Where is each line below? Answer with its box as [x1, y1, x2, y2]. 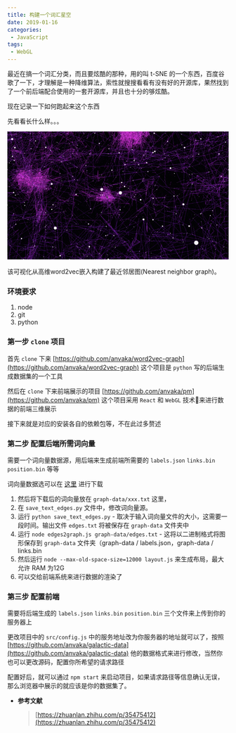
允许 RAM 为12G [17, 563, 65, 573]
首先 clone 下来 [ [7, 354, 55, 362]
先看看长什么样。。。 [7, 117, 63, 125]
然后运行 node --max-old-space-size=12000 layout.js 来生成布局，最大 [17, 555, 225, 563]
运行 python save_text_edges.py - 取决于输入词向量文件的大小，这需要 [17, 512, 222, 521]
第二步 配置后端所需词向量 [7, 438, 96, 448]
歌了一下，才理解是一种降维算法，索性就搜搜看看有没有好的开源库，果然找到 [7, 78, 229, 87]
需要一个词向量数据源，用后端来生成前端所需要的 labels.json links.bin [7, 456, 216, 464]
